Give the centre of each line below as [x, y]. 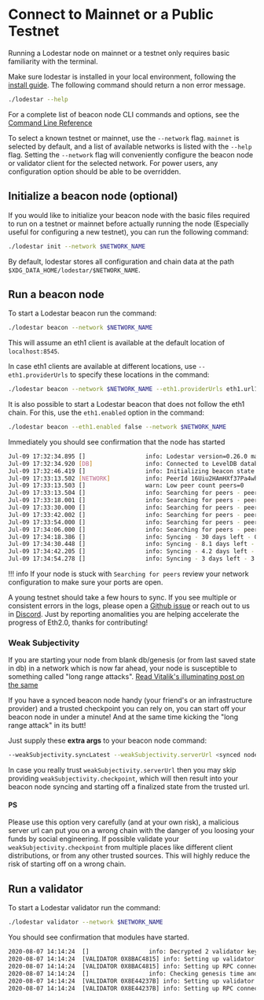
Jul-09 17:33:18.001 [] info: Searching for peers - [125, 500]
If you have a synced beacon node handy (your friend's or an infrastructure [130, 700]
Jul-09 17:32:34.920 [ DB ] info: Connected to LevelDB [123, 463]
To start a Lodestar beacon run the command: [82, 313]
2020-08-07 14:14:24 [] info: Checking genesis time [126, 973]
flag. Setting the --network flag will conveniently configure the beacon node [131, 154]
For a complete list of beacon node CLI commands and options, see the [124, 114]
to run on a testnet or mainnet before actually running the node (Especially [128, 223]
